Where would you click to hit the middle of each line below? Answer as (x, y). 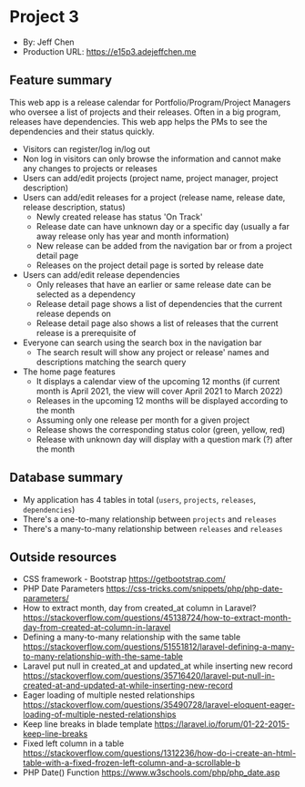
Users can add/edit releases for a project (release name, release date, (154, 197)
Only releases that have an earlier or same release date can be (153, 284)
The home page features (69, 372)
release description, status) (74, 207)
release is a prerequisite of (86, 332)
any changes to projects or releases (90, 168)
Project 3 (44, 17)
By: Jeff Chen (48, 42)
